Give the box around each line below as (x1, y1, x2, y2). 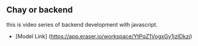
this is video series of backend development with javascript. (6, 21, 158, 28)
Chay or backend (6, 5, 73, 15)
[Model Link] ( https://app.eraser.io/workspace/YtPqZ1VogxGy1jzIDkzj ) (15, 33, 192, 40)
